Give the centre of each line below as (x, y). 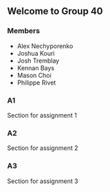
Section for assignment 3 (43, 181)
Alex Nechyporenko (45, 46)
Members (23, 31)
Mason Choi (34, 75)
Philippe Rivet (36, 83)
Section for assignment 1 (42, 115)
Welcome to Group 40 (55, 11)
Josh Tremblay (38, 61)
